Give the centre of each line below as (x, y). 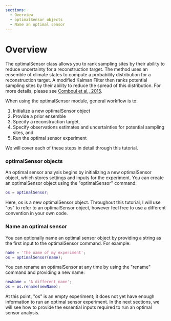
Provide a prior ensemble (39, 116)
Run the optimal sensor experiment (50, 138)
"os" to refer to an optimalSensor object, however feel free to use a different (85, 208)
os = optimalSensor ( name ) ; (34, 257)
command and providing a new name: (45, 272)
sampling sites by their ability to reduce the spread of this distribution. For (83, 85)
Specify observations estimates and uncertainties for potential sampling (89, 127)
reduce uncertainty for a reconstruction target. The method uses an (77, 69)
